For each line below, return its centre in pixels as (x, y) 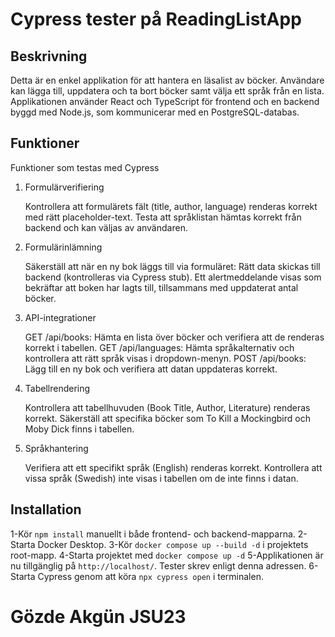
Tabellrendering (57, 388)
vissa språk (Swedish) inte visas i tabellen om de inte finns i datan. (161, 478)
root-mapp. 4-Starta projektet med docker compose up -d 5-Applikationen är (167, 555)
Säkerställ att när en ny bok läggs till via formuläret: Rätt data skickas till (172, 266)
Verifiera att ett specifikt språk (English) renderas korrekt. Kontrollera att (173, 467)
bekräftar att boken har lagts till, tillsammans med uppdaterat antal (161, 287)
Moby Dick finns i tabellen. (79, 429)
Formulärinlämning (63, 247)
